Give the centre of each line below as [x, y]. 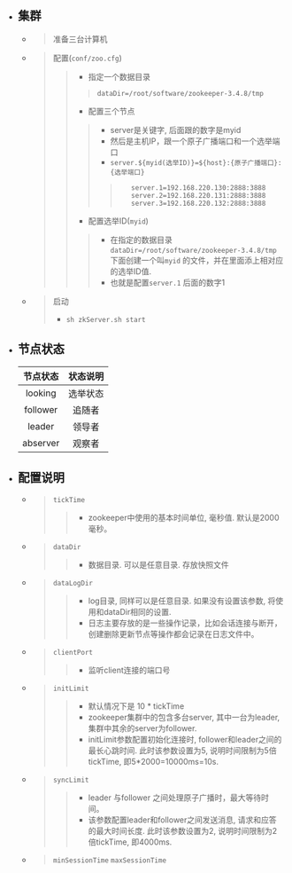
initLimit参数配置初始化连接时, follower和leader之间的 [185, 740]
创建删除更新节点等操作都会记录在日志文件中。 [173, 634]
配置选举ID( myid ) [118, 221]
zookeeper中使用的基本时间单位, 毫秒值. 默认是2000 [184, 518]
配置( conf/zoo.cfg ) [87, 58]
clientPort [73, 653]
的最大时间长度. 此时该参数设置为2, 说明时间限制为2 [183, 831]
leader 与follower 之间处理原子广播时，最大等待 [175, 798]
